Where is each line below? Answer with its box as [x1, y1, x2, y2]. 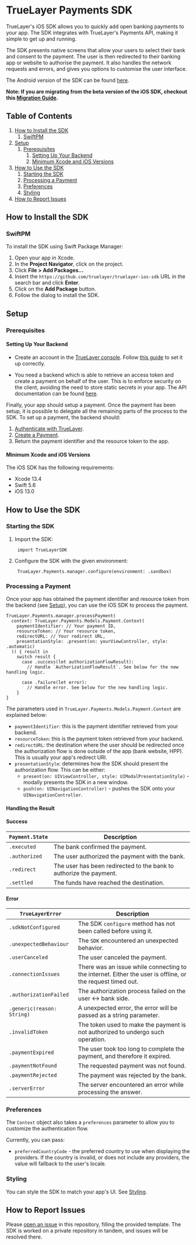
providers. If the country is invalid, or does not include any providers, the [14, 1154, 190, 1161]
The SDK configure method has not [78, 920, 175, 928]
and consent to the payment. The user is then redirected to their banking [6, 53, 181, 60]
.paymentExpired [9, 1049, 54, 1056]
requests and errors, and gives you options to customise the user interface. [6, 65, 187, 72]
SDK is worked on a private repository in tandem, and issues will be [6, 1227, 168, 1234]
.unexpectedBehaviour [9, 941, 69, 948]
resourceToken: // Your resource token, [16, 628, 116, 634]
